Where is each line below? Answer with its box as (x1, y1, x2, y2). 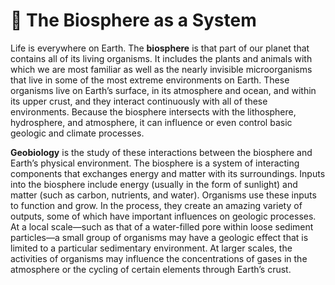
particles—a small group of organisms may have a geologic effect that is (10, 231, 309, 243)
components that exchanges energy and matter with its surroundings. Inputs (10, 167, 326, 179)
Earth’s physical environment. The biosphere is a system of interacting (10, 157, 300, 169)
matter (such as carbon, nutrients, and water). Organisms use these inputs (10, 189, 317, 201)
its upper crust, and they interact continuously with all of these (10, 95, 268, 107)
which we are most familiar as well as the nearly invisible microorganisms (10, 63, 313, 75)
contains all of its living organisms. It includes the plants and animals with (10, 52, 313, 64)
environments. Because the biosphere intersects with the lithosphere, (10, 105, 297, 118)
